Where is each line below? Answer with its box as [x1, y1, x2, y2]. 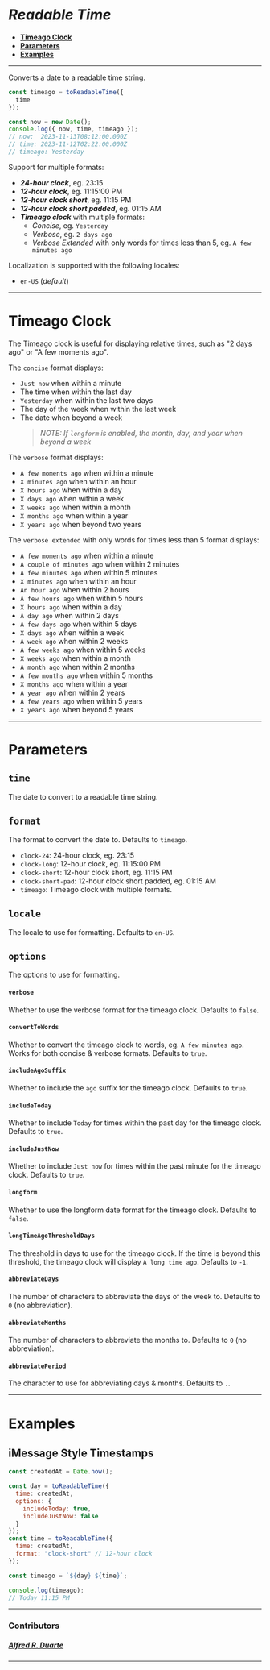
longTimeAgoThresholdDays [8, 1232, 95, 1240]
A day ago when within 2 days [19, 610, 119, 620]
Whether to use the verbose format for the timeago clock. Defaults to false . [8, 1005, 260, 1015]
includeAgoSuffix [8, 1066, 67, 1075]
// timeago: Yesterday [8, 147, 84, 156]
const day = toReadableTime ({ [8, 1482, 110, 1490]
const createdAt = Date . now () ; [8, 1468, 113, 1476]
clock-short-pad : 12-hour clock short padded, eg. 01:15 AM [19, 876, 217, 886]
